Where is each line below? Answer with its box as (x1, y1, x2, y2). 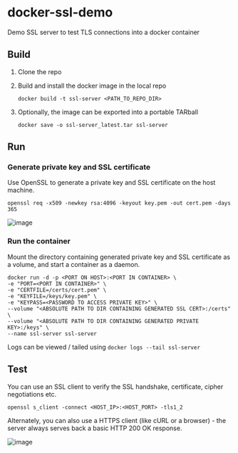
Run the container (7, 236, 71, 246)
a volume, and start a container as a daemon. (7, 260, 140, 268)
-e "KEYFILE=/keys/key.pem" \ (7, 292, 98, 300)
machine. (7, 186, 35, 195)
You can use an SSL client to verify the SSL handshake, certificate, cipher (7, 382, 224, 391)
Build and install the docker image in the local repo (17, 81, 167, 90)
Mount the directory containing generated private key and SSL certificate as (7, 253, 230, 261)
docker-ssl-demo (7, 4, 113, 21)
